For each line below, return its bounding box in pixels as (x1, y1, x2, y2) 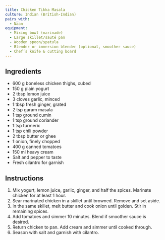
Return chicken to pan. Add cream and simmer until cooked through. (12, 224, 152, 230)
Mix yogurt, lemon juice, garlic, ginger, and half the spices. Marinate (12, 187, 152, 193)
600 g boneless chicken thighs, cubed (12, 80, 91, 86)
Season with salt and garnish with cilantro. (12, 230, 99, 236)
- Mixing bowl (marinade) (9, 30, 63, 35)
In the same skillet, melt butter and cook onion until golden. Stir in (12, 203, 146, 209)
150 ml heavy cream (12, 149, 54, 155)
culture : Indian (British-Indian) (5, 12, 77, 17)
